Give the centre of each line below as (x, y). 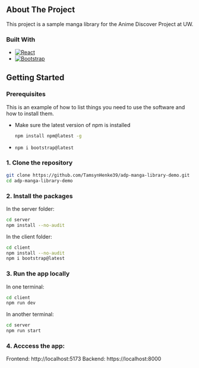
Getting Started (35, 77)
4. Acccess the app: (36, 345)
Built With (21, 39)
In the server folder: (30, 209)
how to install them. (30, 113)
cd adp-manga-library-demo (40, 180)
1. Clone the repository (40, 163)
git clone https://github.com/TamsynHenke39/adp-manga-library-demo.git (98, 175)
